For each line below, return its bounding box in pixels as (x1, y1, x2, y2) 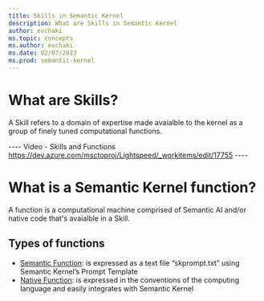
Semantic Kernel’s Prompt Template (19, 266, 139, 276)
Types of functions (8, 237, 105, 250)
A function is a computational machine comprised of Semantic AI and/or (8, 205, 247, 214)
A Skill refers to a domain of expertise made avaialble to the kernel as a (8, 117, 243, 127)
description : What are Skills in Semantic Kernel (8, 19, 178, 27)
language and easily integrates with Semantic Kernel (19, 283, 194, 293)
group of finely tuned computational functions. (8, 126, 163, 136)
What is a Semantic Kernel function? (8, 178, 257, 197)
